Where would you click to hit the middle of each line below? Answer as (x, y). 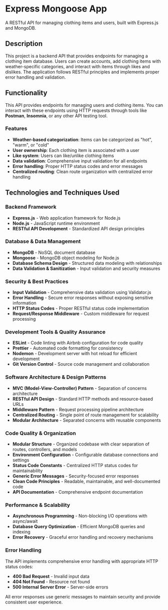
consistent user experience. (34, 602)
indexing (21, 532)
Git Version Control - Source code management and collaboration (81, 364)
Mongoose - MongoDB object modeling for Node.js (66, 258)
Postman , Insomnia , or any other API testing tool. (56, 115)
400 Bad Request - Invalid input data (51, 576)
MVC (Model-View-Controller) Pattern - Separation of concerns (79, 388)
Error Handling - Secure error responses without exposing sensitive (83, 298)
